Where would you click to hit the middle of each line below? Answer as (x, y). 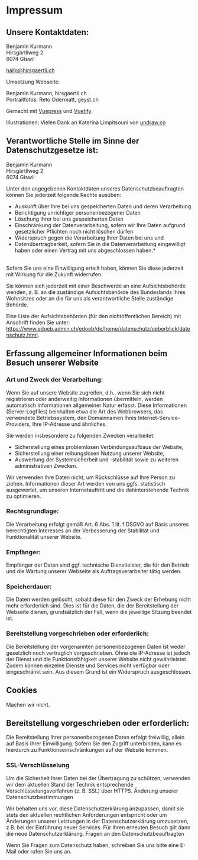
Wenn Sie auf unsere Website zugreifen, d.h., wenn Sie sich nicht (85, 392)
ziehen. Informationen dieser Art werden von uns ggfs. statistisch (86, 483)
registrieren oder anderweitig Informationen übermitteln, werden (85, 399)
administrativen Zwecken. (46, 465)
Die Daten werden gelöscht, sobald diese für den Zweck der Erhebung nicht (99, 599)
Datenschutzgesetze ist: (52, 151)
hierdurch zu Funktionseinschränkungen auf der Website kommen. (87, 750)
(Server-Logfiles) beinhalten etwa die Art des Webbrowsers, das (85, 411)
